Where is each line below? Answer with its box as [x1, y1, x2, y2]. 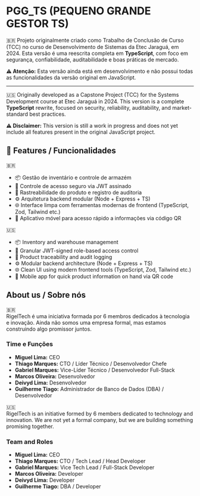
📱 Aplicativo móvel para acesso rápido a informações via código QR [14, 214, 182, 221]
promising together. [6, 423, 55, 430]
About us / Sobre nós [6, 290, 86, 300]
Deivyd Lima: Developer [14, 476, 75, 484]
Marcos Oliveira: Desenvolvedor [14, 372, 95, 380]
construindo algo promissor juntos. [6, 325, 92, 332]
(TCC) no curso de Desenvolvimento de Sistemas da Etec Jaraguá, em [6, 43, 179, 50]
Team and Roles [6, 438, 54, 446]
